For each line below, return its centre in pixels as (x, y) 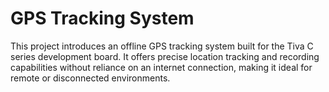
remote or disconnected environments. (90, 78)
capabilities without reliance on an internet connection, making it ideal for (161, 67)
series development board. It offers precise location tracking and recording (165, 56)
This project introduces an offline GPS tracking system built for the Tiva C (162, 46)
